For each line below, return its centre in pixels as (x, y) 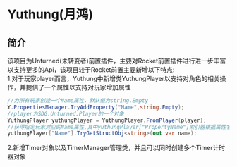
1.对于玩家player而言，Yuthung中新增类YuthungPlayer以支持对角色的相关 (114, 79)
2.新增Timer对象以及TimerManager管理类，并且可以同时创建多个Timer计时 (116, 148)
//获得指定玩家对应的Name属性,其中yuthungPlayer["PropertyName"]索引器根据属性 (117, 127)
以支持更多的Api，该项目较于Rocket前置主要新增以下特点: (91, 70)
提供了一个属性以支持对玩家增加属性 (78, 87)
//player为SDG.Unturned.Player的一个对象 (66, 113)
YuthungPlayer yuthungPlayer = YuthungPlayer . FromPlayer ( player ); (107, 120)
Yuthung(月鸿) (50, 14)
